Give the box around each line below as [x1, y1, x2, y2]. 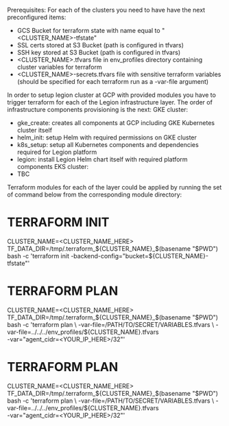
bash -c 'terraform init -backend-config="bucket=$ [7, 251, 153, 260]
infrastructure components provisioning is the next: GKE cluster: [7, 106, 189, 113]
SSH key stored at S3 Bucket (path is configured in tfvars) [16, 48, 180, 56]
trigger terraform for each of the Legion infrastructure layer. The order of [7, 98, 213, 106]
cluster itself [16, 126, 53, 134]
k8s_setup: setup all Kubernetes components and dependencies [16, 141, 199, 148]
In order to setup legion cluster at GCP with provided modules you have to [7, 91, 216, 99]
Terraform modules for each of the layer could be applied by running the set [7, 183, 222, 191]
